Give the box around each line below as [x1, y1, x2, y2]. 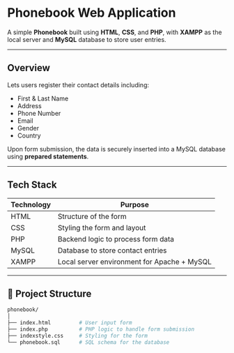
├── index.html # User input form [7, 320, 132, 326]
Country [17, 131, 41, 140]
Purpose [120, 200, 150, 209]
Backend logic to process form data [58, 234, 174, 243]
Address [17, 101, 42, 110]
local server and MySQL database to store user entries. [7, 35, 166, 43]
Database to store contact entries [58, 246, 167, 255]
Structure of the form [58, 211, 127, 221]
